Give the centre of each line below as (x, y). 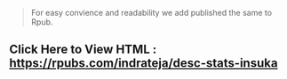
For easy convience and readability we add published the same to (151, 13)
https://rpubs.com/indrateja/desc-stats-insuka (143, 64)
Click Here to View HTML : (83, 50)
